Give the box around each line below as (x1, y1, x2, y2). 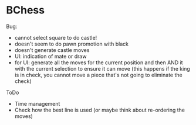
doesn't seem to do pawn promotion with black (14, 40, 129, 47)
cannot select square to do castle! (14, 34, 97, 41)
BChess (6, 4, 45, 17)
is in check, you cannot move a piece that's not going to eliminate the (14, 71, 183, 78)
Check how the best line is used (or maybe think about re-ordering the (14, 106, 185, 113)
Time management (14, 100, 60, 107)
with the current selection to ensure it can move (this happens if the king (14, 65, 191, 72)
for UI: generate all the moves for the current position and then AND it (14, 59, 183, 66)
